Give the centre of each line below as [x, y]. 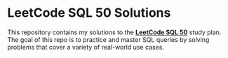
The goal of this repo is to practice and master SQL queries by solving [108, 39]
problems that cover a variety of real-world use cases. [86, 47]
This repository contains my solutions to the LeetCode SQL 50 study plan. [114, 32]
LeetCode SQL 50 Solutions [89, 13]
